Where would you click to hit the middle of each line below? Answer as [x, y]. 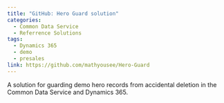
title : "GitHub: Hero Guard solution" [63, 13]
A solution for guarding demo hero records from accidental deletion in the [112, 84]
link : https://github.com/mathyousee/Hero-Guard [78, 65]
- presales [29, 59]
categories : [24, 20]
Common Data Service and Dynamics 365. [68, 92]
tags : [15, 39]
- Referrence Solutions [47, 33]
